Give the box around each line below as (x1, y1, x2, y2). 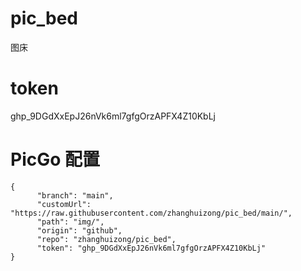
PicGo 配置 (10, 148, 101, 171)
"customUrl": (36, 199, 92, 209)
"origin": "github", (36, 225, 123, 236)
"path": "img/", (36, 217, 105, 227)
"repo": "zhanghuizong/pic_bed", (36, 234, 177, 244)
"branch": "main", (36, 190, 114, 201)
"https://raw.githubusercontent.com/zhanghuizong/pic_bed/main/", (10, 208, 293, 218)
